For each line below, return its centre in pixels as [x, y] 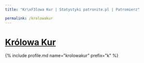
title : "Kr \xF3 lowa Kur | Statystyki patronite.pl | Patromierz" [72, 9]
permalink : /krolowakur [29, 18]
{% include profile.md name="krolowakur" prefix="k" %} [62, 56]
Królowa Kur [31, 42]
